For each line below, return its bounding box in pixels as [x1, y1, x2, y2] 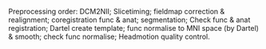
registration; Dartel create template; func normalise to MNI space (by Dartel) [8, 24, 260, 32]
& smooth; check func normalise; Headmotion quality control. [8, 32, 210, 41]
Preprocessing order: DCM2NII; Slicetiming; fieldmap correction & [8, 7, 225, 16]
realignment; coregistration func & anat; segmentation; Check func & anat [8, 15, 251, 24]
